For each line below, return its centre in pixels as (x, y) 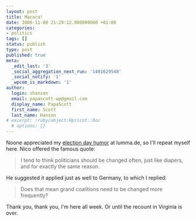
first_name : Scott (34, 110)
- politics (19, 33)
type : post (19, 50)
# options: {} (28, 126)
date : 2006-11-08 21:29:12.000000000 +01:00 (61, 22)
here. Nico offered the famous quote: (51, 149)
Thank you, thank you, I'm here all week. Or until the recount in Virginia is (94, 207)
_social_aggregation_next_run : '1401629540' (66, 72)
